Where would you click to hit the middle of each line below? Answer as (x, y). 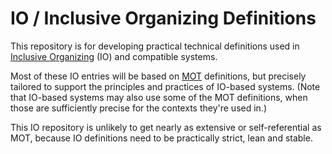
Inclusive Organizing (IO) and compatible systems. (114, 56)
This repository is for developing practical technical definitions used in (155, 46)
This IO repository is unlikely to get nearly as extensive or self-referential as (166, 127)
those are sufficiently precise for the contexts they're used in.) (138, 108)
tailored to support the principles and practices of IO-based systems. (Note (165, 86)
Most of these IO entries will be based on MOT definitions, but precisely (158, 76)
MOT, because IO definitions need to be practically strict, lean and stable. (161, 138)
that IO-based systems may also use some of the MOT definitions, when (159, 97)
